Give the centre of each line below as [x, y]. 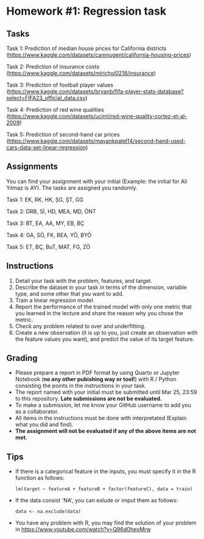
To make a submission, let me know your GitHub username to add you [103, 405]
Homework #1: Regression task [86, 11]
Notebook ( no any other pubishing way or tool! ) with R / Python [96, 379]
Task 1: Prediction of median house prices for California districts [86, 48]
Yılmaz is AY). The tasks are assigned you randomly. [72, 188]
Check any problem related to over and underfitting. [80, 326]
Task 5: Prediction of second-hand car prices [63, 134]
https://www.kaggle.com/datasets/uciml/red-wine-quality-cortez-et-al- [98, 116]
